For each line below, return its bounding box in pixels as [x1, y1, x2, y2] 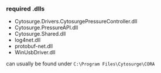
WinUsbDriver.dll [14, 49, 56, 56]
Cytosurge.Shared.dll [14, 30, 66, 37]
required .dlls [6, 5, 45, 13]
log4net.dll [14, 37, 41, 44]
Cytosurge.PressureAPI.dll [14, 24, 78, 31]
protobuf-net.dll [14, 43, 53, 50]
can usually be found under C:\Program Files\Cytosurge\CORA [6, 60, 155, 67]
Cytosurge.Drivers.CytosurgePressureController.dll [14, 18, 138, 25]
